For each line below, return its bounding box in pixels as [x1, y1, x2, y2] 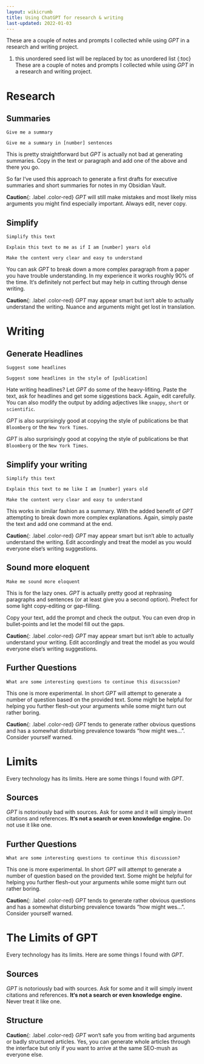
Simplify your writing [6, 459, 87, 469]
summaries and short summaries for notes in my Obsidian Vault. [6, 182, 167, 189]
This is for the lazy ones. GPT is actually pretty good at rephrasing [6, 589, 172, 596]
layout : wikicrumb [6, 9, 53, 15]
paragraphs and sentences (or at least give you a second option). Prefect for [6, 596, 198, 603]
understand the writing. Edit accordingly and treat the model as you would [6, 539, 192, 545]
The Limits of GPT [6, 931, 98, 945]
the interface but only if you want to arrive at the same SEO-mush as [6, 1044, 178, 1051]
